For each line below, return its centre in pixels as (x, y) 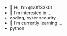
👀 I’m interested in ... (31, 13)
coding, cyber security (33, 18)
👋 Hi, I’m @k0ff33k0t (31, 8)
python (17, 28)
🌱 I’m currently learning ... (36, 23)
